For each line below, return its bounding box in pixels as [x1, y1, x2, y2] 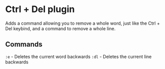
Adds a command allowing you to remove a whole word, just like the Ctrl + [5, 20, 160, 26]
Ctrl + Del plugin [5, 4, 75, 15]
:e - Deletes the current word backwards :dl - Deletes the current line [5, 53, 152, 59]
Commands [5, 40, 43, 49]
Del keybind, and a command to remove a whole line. [5, 25, 116, 31]
